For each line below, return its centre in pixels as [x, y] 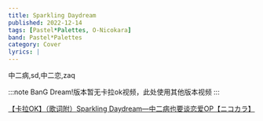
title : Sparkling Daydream [52, 15]
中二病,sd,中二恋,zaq [42, 75]
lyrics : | [24, 52]
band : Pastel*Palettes [45, 37]
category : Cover [35, 45]
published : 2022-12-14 [45, 23]
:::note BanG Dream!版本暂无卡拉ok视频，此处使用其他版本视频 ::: [114, 92]
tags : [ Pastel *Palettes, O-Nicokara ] [70, 30]
